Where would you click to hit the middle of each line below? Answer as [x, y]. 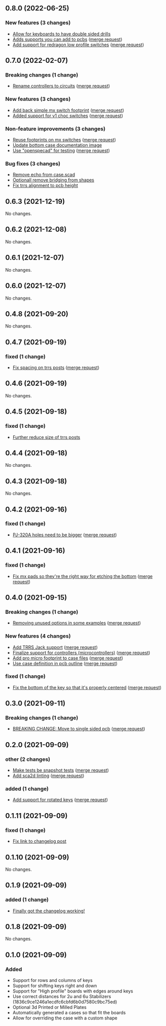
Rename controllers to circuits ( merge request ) [61, 86]
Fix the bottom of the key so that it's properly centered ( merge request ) [87, 687]
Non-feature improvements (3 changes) [55, 129]
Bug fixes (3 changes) [33, 163]
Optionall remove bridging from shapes [53, 180]
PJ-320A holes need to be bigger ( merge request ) [65, 535]
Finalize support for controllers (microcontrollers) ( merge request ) [81, 652]
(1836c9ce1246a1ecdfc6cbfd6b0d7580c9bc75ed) [65, 1002]
